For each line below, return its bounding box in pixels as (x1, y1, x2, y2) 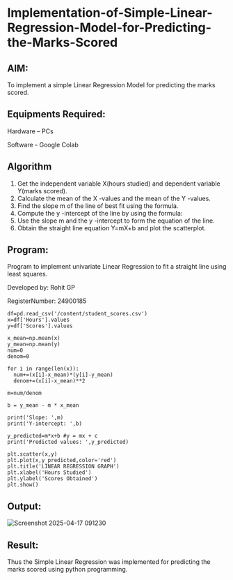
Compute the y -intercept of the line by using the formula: (17, 209, 183, 217)
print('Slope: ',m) (7, 414, 64, 422)
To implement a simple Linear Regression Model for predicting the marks (7, 81, 216, 89)
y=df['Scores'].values (7, 322, 73, 329)
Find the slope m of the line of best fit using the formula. (17, 201, 179, 210)
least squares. (7, 270, 48, 278)
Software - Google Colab (7, 140, 79, 149)
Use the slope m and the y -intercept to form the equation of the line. (17, 216, 215, 225)
